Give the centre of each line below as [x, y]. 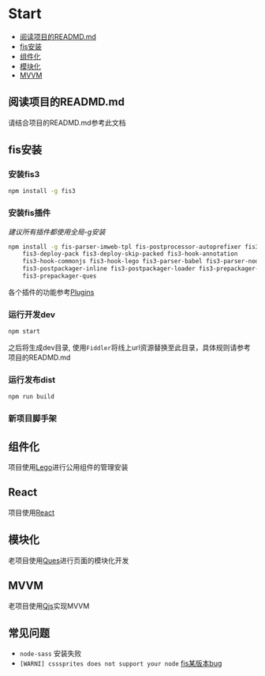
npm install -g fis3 [42, 191]
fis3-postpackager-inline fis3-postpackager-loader [109, 269]
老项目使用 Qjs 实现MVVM [49, 606]
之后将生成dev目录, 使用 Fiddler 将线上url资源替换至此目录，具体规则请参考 [129, 348]
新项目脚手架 [33, 418]
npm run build [32, 397]
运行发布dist [32, 380]
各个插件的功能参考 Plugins [51, 292]
